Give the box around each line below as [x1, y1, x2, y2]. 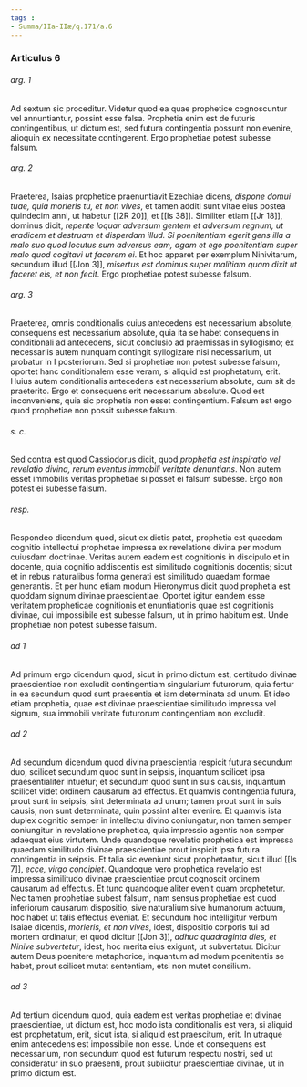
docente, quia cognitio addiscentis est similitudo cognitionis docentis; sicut [10, 561, 292, 572]
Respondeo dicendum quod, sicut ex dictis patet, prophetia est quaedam [10, 532, 283, 543]
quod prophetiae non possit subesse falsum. [10, 405, 178, 416]
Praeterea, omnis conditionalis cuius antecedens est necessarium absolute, [10, 318, 294, 329]
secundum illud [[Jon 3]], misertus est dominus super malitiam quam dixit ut [10, 258, 298, 269]
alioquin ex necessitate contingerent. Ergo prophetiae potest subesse [10, 131, 271, 142]
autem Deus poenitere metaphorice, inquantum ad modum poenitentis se [10, 950, 285, 961]
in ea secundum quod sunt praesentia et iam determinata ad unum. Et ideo [10, 688, 291, 699]
